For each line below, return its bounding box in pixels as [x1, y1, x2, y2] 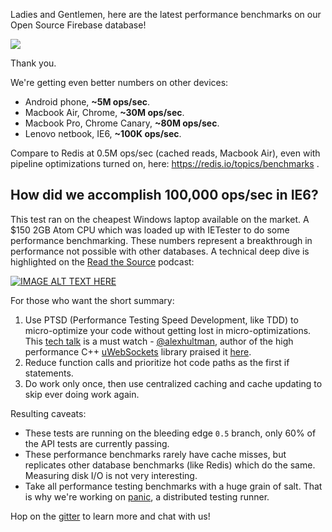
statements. [24, 367, 74, 379]
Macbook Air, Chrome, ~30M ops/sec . [24, 107, 185, 118]
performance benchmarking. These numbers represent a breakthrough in [10, 234, 313, 246]
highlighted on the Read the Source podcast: [10, 255, 195, 268]
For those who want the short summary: [10, 294, 175, 306]
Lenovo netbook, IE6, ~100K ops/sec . [24, 128, 182, 139]
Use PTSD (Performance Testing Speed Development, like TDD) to [24, 314, 299, 326]
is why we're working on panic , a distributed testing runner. [24, 490, 270, 503]
